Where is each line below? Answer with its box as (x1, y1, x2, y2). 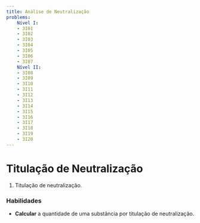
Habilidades (6, 196, 42, 205)
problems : (6, 14, 31, 20)
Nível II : (17, 64, 42, 70)
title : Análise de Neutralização (6, 8, 90, 15)
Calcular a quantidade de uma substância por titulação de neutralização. (14, 210, 195, 217)
